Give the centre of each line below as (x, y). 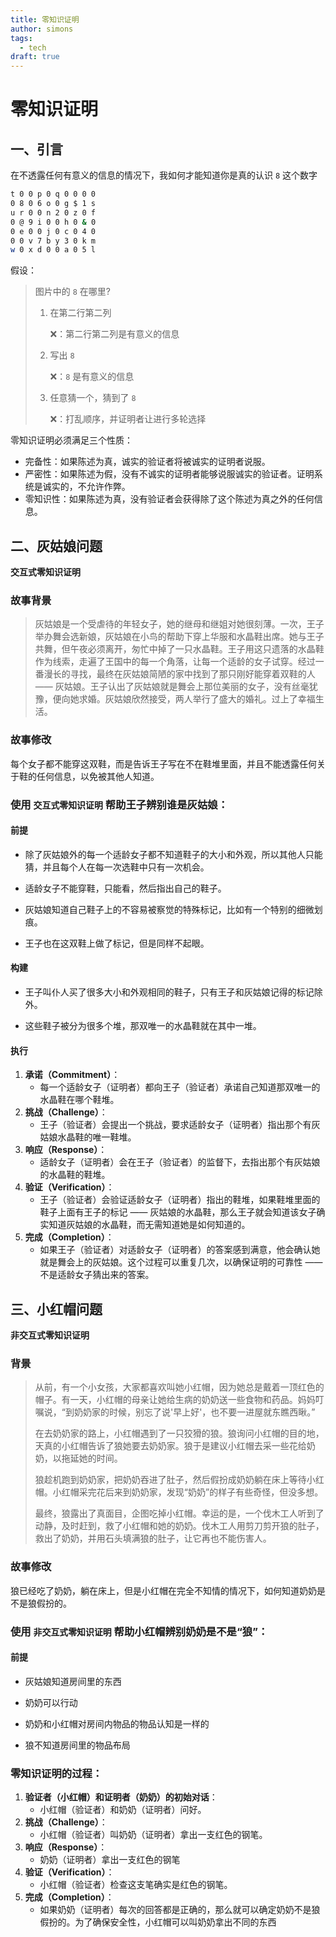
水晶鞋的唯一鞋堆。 (97, 1137)
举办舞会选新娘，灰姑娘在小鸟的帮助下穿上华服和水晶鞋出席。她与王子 (179, 637)
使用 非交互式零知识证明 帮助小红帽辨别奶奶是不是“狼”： (139, 1631)
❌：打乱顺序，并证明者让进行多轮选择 (128, 419)
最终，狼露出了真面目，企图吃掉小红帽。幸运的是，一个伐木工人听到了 (179, 1513)
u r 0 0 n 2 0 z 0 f (53, 212)
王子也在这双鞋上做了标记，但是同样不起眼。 (117, 943)
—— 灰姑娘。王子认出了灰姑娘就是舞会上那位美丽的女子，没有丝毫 (172, 687)
